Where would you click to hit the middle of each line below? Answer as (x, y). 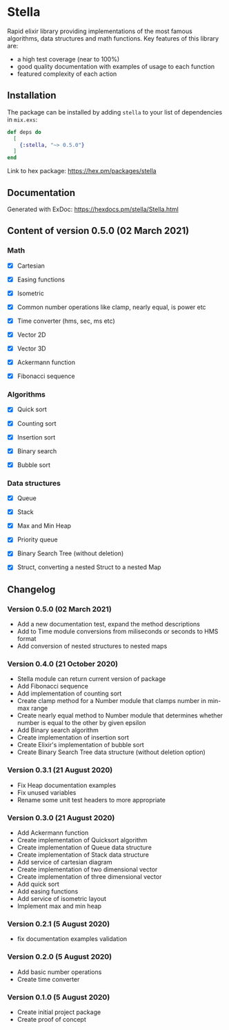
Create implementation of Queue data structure (84, 848)
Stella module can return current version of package (91, 679)
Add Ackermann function (53, 833)
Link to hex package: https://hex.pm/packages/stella (82, 171)
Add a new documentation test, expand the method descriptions (108, 624)
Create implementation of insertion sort (73, 737)
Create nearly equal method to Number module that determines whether (120, 715)
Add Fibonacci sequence (52, 686)
